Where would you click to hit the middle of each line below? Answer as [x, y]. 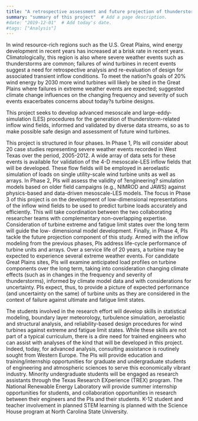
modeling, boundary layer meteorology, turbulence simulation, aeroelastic [96, 318]
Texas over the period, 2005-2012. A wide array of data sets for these [91, 156]
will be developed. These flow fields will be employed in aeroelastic [88, 168]
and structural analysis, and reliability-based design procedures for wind [94, 324]
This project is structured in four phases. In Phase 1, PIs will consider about [97, 143]
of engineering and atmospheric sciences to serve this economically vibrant [98, 368]
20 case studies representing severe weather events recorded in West [91, 149]
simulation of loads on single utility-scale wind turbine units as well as [91, 174]
